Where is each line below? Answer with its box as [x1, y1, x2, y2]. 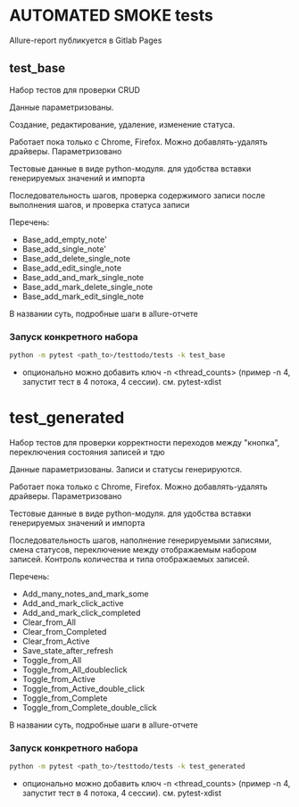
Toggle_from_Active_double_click [21, 683, 145, 694]
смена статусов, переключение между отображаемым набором [9, 544, 257, 554]
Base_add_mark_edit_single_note [21, 291, 145, 302]
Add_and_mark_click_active [21, 597, 124, 608]
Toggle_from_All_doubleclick [21, 664, 128, 675]
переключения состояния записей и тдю [9, 446, 165, 457]
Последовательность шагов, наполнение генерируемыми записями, [9, 535, 272, 545]
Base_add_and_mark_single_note [21, 271, 145, 282]
